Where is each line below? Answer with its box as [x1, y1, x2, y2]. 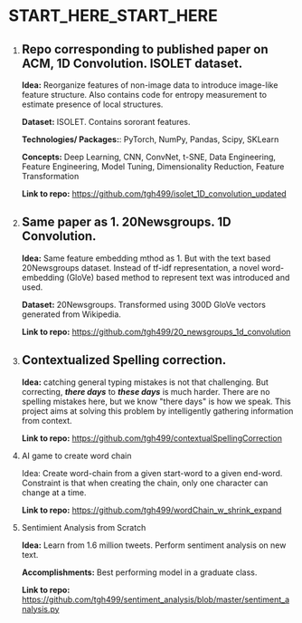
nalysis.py [21, 603, 60, 614]
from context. [21, 415, 73, 426]
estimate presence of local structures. [21, 99, 164, 110]
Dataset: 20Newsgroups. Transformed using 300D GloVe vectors [21, 299, 266, 310]
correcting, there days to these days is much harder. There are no [21, 386, 270, 397]
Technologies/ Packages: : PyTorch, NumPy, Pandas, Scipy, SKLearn [21, 134, 279, 145]
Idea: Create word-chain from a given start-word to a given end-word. [21, 467, 283, 478]
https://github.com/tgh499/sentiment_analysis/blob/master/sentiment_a [21, 594, 290, 605]
